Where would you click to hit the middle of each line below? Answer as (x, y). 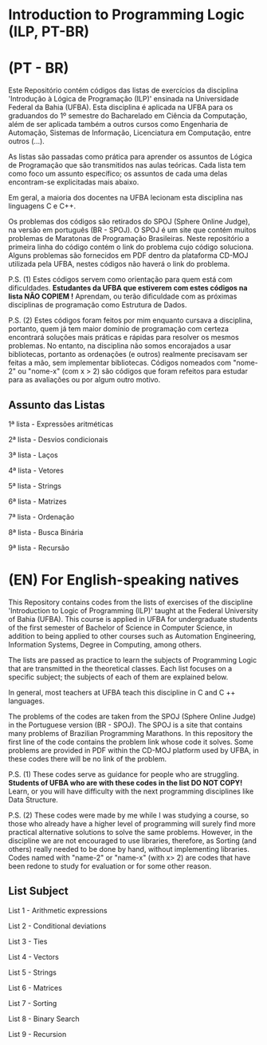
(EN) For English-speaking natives (124, 580)
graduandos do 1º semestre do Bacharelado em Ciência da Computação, (128, 116)
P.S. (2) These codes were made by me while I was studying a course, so (129, 815)
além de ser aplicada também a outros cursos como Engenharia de (118, 125)
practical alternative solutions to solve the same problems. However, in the (131, 832)
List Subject (39, 891)
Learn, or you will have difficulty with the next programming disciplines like (131, 791)
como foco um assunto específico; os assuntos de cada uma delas (118, 174)
